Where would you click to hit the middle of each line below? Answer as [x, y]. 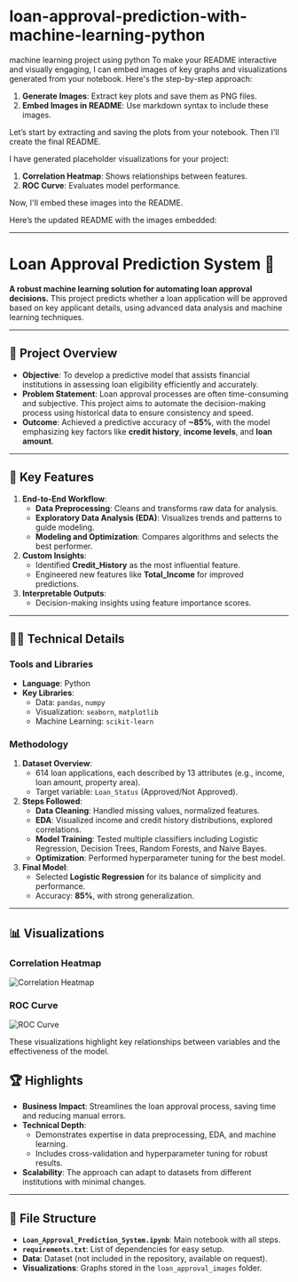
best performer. [64, 546]
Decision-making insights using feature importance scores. [143, 603]
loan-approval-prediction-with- [128, 16]
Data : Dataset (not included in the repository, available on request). [145, 1259]
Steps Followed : [52, 801]
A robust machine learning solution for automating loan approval [131, 288]
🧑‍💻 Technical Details [67, 639]
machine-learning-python [107, 35]
